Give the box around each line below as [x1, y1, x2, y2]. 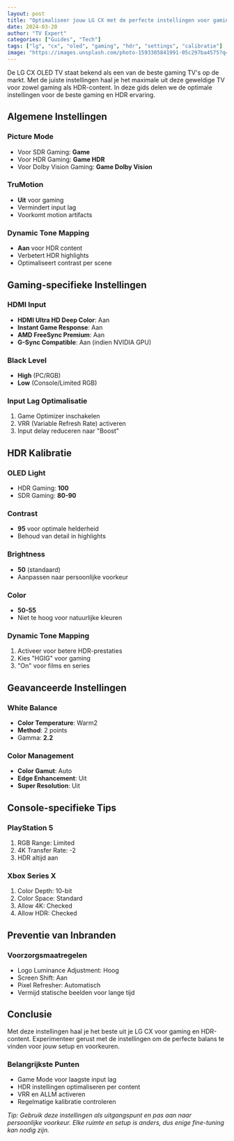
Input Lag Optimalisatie [7, 396, 88, 406]
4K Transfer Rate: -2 [17, 846, 77, 854]
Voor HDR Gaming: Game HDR [17, 155, 105, 163]
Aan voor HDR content [17, 244, 83, 252]
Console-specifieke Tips [7, 802, 117, 814]
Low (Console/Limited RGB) [17, 378, 97, 388]
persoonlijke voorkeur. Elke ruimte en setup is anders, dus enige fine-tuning [7, 1119, 225, 1127]
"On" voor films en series [17, 661, 91, 670]
